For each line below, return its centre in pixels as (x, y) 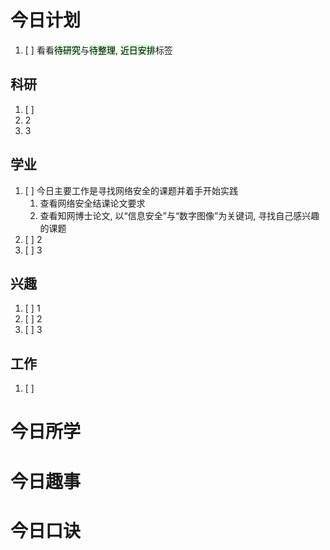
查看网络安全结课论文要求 (92, 203)
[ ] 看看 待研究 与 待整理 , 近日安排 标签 (98, 50)
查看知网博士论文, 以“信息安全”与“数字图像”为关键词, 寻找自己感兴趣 (179, 215)
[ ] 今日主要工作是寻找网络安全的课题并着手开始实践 (131, 190)
